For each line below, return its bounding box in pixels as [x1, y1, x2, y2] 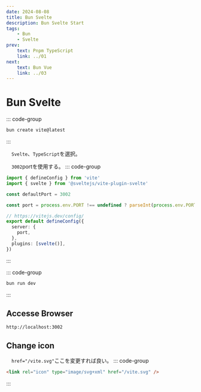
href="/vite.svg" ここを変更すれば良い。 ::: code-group [11, 357, 149, 364]
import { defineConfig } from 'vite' [6, 175, 100, 181]
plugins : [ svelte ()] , [11, 241, 66, 247]
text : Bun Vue [17, 64, 52, 71]
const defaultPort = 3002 [6, 191, 71, 197]
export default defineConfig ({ [6, 218, 84, 224]
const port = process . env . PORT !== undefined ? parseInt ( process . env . [6, 202, 186, 208]
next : [6, 59, 20, 65]
